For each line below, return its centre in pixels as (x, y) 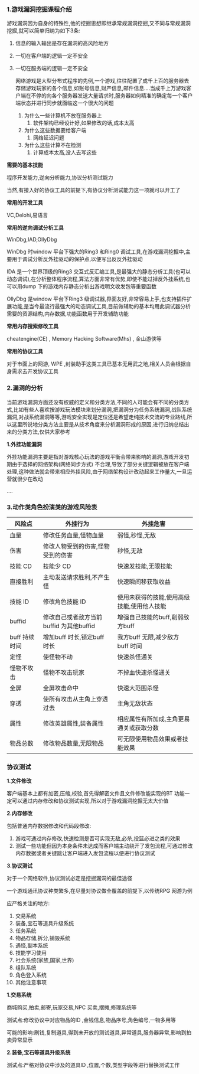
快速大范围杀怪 (138, 688)
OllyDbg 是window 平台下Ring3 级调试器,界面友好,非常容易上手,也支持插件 (97, 299)
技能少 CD (57, 566)
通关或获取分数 (138, 727)
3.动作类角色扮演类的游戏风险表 (52, 507)
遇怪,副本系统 (32, 945)
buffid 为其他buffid (69, 626)
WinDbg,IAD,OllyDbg (32, 240)
